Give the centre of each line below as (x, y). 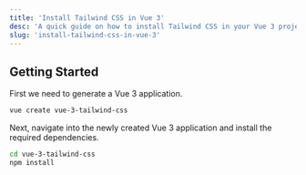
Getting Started (54, 72)
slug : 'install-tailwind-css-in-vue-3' (85, 35)
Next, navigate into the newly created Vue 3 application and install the (141, 128)
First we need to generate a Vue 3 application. (96, 94)
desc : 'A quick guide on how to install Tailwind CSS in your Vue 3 (142, 26)
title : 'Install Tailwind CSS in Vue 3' (87, 18)
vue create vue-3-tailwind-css (69, 110)
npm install (32, 162)
